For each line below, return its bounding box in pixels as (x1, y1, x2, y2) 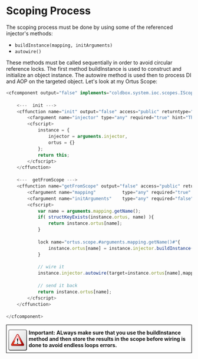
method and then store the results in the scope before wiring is (28, 335, 186, 342)
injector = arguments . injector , (48, 134, 128, 140)
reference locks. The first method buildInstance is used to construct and (6, 65, 181, 72)
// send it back (37, 283, 78, 289)
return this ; (37, 152, 70, 158)
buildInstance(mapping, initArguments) (14, 42, 113, 48)
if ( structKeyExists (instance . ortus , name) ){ (37, 214, 154, 220)
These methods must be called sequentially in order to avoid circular (6, 59, 173, 66)
